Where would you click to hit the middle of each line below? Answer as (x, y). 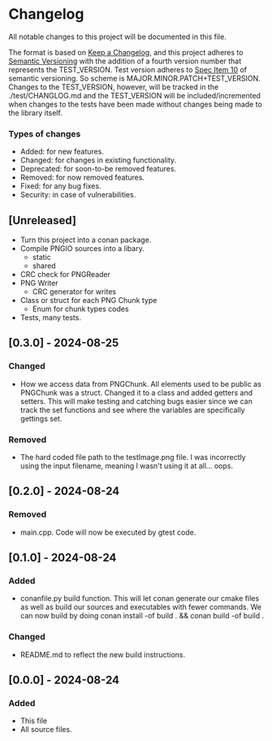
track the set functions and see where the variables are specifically (132, 409)
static (41, 258)
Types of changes (45, 133)
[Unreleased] (43, 220)
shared (44, 266)
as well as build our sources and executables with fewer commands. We (141, 607)
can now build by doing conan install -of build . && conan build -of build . (142, 616)
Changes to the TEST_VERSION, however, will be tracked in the (114, 87)
